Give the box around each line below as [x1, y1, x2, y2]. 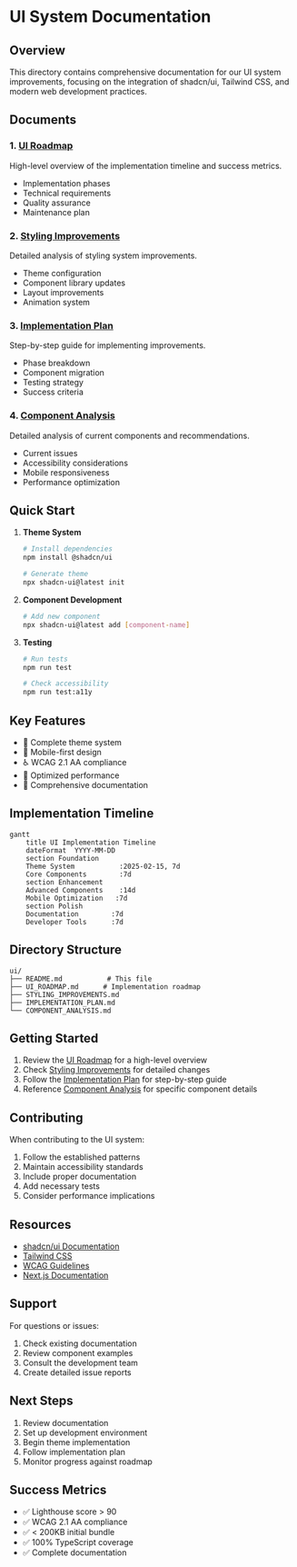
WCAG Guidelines [22, 1261, 90, 1272]
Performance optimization [22, 476, 121, 487]
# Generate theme [22, 570, 89, 579]
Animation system [22, 296, 91, 307]
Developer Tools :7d [25, 917, 124, 926]
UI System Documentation [9, 6, 212, 27]
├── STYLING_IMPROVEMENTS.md [9, 990, 120, 999]
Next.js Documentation [22, 1270, 109, 1281]
